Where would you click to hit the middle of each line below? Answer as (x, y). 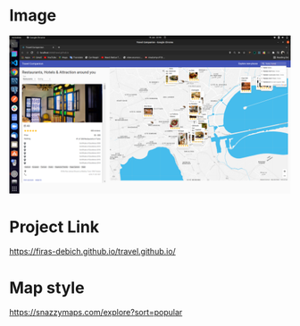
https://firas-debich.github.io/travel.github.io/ (92, 252)
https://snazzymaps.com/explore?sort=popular (96, 313)
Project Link (54, 226)
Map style (47, 288)
